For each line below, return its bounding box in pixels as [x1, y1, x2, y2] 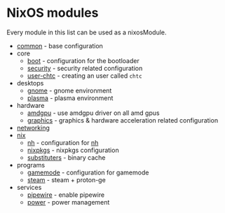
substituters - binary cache [27, 153, 106, 162]
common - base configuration [16, 41, 103, 50]
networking [16, 123, 50, 132]
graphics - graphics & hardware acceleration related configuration [27, 116, 219, 124]
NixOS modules [6, 5, 99, 21]
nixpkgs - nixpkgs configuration [27, 146, 120, 154]
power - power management [27, 198, 110, 206]
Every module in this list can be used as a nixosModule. [6, 28, 167, 36]
